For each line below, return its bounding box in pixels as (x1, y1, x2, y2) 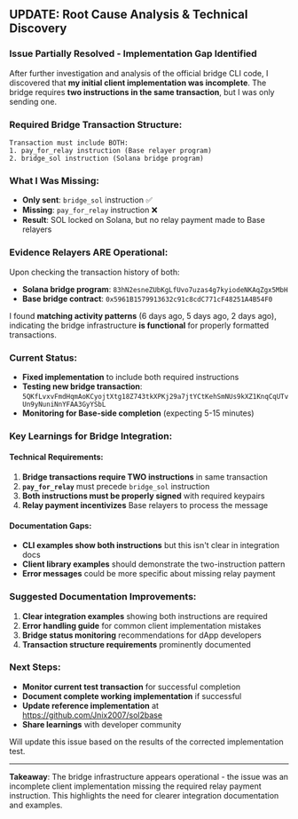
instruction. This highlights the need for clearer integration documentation (9, 790, 279, 800)
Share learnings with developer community (21, 719, 182, 729)
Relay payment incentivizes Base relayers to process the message (21, 500, 269, 510)
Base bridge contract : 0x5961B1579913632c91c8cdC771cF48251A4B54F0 (21, 293, 273, 304)
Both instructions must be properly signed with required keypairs (21, 490, 265, 501)
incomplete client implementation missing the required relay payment (9, 781, 262, 791)
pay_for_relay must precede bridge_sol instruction (21, 481, 210, 491)
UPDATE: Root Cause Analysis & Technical (9, 7, 248, 22)
